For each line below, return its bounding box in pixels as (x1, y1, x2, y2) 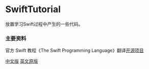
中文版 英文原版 (5, 58, 38, 64)
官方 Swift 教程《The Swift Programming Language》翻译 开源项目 (5, 47, 144, 54)
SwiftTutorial (5, 4, 61, 15)
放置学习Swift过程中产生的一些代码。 (5, 21, 83, 27)
